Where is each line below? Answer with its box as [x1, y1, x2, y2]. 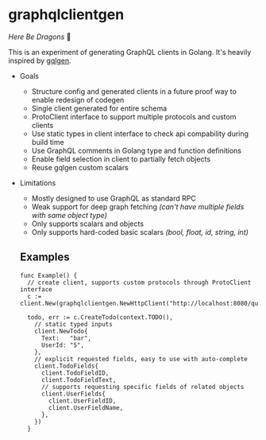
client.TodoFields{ [34, 362, 99, 370]
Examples [19, 251, 70, 264]
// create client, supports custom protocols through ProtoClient [27, 278, 252, 286]
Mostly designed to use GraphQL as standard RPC [31, 193, 196, 203]
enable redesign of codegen [31, 95, 125, 104]
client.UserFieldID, [48, 396, 117, 405]
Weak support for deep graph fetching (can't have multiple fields [31, 201, 245, 212]
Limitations [19, 177, 56, 188]
